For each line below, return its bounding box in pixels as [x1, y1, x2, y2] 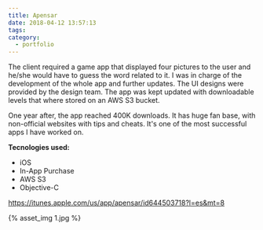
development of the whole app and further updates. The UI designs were [8, 79, 244, 89]
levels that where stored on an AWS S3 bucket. [8, 96, 160, 105]
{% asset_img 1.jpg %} [8, 214, 81, 223]
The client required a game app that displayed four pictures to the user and [8, 62, 251, 71]
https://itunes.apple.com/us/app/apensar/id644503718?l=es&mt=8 [8, 198, 225, 208]
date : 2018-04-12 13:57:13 [8, 19, 97, 27]
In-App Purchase [19, 166, 75, 176]
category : [8, 33, 41, 42]
